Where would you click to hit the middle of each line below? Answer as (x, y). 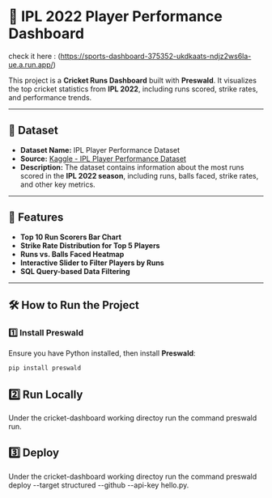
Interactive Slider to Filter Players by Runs (92, 263)
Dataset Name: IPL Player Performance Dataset (100, 150)
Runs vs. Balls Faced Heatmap (72, 254)
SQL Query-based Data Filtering (75, 271)
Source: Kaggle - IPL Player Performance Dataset (103, 158)
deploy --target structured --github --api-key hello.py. (99, 485)
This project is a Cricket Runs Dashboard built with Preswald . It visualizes (133, 80)
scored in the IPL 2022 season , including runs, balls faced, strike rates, (139, 175)
